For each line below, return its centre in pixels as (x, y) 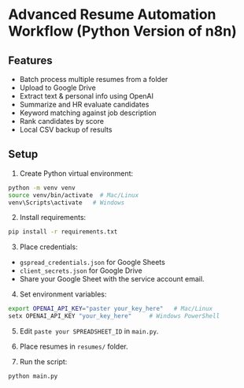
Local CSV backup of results (66, 129)
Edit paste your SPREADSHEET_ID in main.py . (89, 331)
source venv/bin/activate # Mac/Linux (74, 195)
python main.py (33, 376)
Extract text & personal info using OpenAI (87, 96)
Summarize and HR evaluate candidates (84, 104)
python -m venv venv (42, 188)
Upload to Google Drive (57, 88)
